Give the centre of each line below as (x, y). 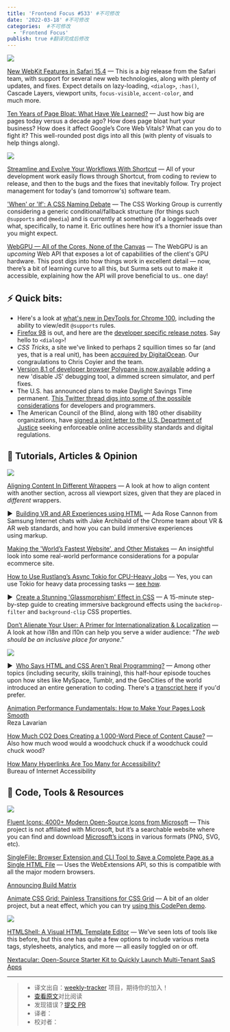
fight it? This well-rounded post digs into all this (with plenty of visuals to (110, 136)
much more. (24, 101)
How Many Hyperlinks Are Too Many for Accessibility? (84, 764)
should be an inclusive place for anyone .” (66, 639)
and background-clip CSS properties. (79, 612)
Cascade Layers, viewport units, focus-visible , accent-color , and (100, 93)
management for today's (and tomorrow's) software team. (89, 191)
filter (16, 612)
